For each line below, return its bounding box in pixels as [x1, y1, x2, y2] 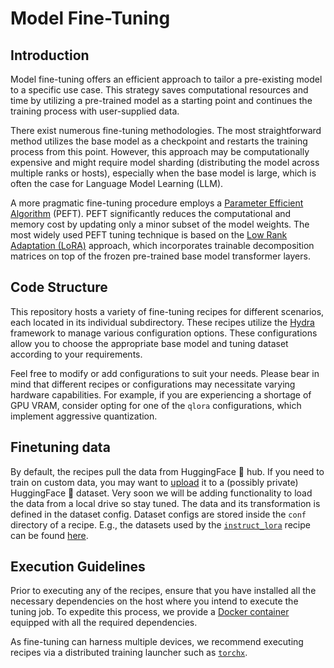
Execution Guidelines [10, 558, 146, 576]
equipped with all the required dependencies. [10, 617, 198, 629]
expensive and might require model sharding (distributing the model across [10, 157, 320, 168]
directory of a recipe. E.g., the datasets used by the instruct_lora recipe [10, 518, 311, 531]
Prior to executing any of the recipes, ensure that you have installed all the [10, 585, 317, 597]
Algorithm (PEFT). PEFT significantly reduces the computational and [10, 208, 292, 219]
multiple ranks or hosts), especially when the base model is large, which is [10, 167, 317, 179]
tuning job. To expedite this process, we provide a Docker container [10, 606, 290, 618]
